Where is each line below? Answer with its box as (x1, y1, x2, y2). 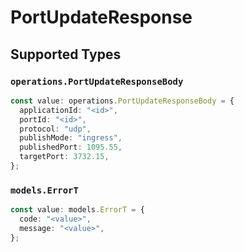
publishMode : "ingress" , (19, 133, 123, 143)
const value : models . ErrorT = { (10, 205, 145, 215)
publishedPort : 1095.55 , (19, 142, 123, 153)
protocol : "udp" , (19, 124, 92, 134)
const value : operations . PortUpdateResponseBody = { (10, 96, 235, 106)
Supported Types (10, 46, 122, 63)
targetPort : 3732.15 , (19, 152, 110, 162)
